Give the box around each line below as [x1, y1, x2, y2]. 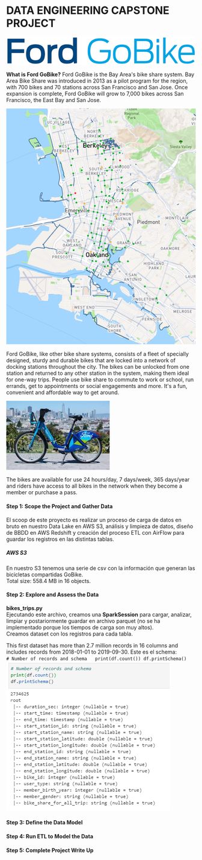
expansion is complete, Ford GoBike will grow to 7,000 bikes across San [6, 90, 185, 97]
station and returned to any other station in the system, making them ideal [6, 369, 189, 377]
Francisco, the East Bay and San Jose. [6, 97, 101, 104]
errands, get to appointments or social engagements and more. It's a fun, [6, 383, 188, 390]
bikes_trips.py [6, 604, 43, 611]
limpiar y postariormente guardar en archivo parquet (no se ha [6, 617, 161, 625]
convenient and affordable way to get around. [6, 389, 120, 396]
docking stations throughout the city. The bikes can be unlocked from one [6, 363, 189, 371]
